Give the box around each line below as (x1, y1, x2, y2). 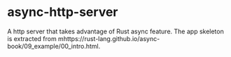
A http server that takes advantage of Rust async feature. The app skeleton (7, 27, 224, 35)
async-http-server (7, 4, 118, 20)
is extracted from (7, 34, 57, 42)
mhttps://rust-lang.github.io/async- (58, 34, 160, 42)
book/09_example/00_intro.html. (7, 42, 101, 50)
